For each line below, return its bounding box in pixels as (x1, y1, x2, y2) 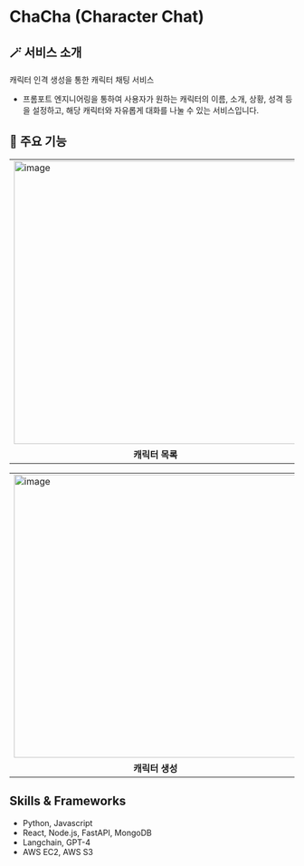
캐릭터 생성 (133, 762, 178, 775)
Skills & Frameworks (9, 794, 127, 809)
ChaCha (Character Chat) (9, 6, 205, 27)
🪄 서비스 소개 (9, 44, 82, 60)
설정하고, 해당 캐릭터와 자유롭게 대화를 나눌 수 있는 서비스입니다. (32, 105, 260, 115)
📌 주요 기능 (9, 134, 68, 149)
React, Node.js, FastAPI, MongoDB (22, 827, 152, 838)
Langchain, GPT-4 (22, 836, 91, 848)
